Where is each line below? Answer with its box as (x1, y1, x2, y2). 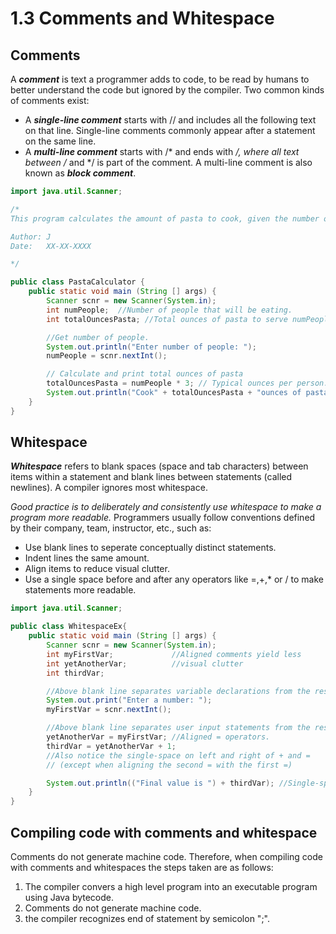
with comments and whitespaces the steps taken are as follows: (10, 862, 274, 873)
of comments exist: (10, 95, 90, 106)
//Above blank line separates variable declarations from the (46, 686, 311, 696)
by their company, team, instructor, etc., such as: (10, 522, 212, 534)
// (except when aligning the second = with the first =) (46, 760, 293, 770)
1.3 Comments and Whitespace (10, 7, 275, 30)
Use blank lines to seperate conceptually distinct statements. (24, 542, 277, 554)
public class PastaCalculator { (10, 277, 145, 287)
